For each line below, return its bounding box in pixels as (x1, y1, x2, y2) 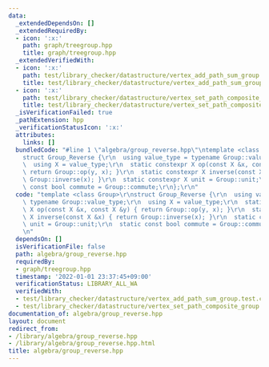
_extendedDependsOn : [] (15, 19, 94, 27)
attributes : (15, 131, 56, 139)
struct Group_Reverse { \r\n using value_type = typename (22, 153, 220, 161)
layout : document (8, 317, 66, 325)
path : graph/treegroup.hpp (22, 42, 113, 50)
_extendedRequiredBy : (15, 26, 88, 34)
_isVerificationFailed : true (15, 109, 113, 117)
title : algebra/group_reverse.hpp (8, 347, 124, 355)
